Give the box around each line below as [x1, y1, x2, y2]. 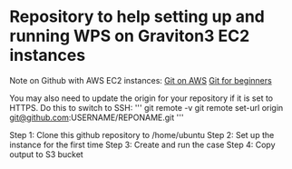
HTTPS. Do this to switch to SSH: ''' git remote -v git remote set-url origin [9, 102, 284, 113]
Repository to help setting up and [9, 6, 266, 27]
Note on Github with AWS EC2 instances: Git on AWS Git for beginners [9, 75, 272, 85]
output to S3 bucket [9, 148, 83, 160]
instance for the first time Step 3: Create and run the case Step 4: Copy [9, 139, 276, 150]
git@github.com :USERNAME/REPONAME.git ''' [9, 112, 184, 123]
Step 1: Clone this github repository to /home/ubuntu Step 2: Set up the [9, 129, 275, 140]
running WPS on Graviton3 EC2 [9, 25, 250, 46]
